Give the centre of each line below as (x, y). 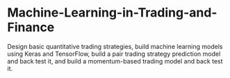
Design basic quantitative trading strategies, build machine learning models (115, 46)
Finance (31, 27)
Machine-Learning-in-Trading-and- (112, 13)
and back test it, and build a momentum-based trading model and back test (115, 61)
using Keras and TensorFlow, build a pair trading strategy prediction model (114, 54)
